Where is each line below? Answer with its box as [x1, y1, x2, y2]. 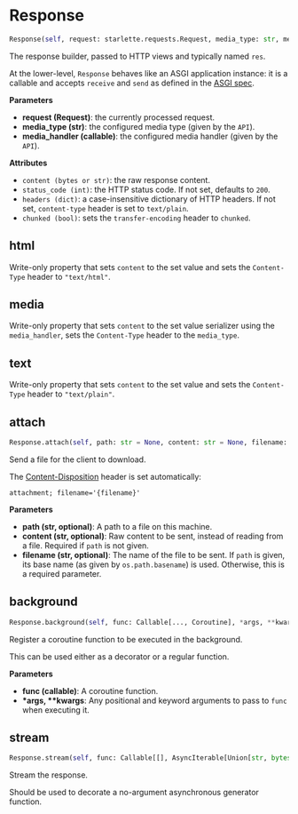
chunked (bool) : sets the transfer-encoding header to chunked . [21, 212, 251, 223]
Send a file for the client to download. [9, 454, 146, 465]
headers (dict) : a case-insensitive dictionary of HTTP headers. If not [21, 193, 277, 204]
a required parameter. [21, 568, 102, 579]
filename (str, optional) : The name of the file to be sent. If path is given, [21, 549, 286, 560]
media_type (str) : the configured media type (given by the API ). [21, 121, 255, 132]
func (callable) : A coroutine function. [21, 685, 159, 696]
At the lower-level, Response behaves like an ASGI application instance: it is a [9, 68, 288, 78]
